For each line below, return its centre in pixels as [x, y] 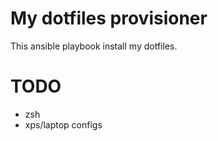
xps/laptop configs [63, 124]
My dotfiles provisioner [109, 18]
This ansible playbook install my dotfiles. [94, 46]
